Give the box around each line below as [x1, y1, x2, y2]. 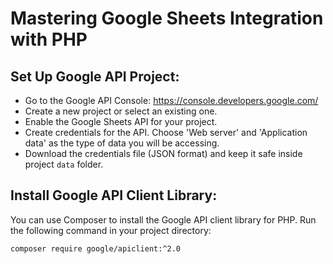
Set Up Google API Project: [10, 68, 180, 85]
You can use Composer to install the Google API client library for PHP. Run [10, 213, 317, 226]
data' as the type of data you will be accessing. [24, 137, 220, 149]
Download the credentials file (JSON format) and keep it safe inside [24, 148, 303, 159]
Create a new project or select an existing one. [24, 105, 218, 117]
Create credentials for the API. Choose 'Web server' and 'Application [24, 127, 308, 138]
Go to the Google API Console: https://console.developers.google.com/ [24, 95, 319, 106]
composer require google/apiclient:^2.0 [10, 243, 182, 254]
